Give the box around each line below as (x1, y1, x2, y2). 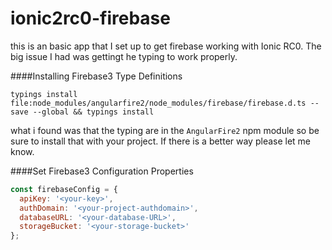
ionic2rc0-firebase (10, 7, 171, 30)
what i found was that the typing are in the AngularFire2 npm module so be (10, 124, 320, 136)
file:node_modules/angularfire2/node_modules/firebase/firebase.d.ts (10, 98, 307, 108)
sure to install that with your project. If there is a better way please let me (10, 135, 312, 147)
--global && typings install (32, 107, 155, 117)
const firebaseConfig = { (10, 184, 118, 194)
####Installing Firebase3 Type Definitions (10, 70, 183, 82)
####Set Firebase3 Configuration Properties (10, 165, 194, 177)
